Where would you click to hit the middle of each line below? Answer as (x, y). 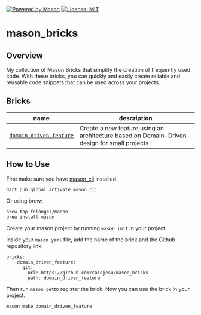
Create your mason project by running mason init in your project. (86, 228)
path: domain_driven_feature (64, 278)
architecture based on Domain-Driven (133, 136)
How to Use (28, 164)
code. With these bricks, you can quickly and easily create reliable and (93, 76)
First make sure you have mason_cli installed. (62, 179)
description (135, 118)
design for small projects (114, 143)
